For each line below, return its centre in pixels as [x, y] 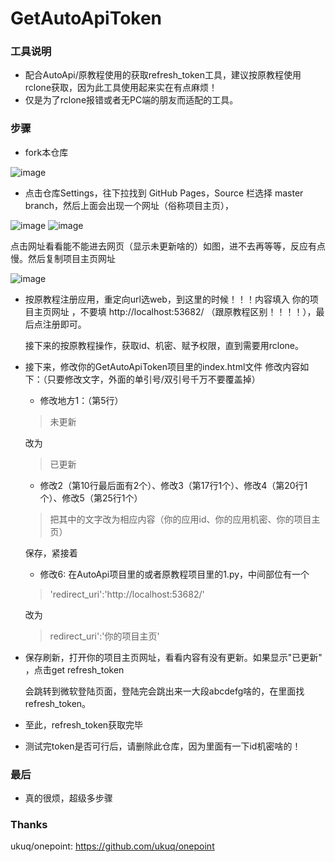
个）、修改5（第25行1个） [91, 498]
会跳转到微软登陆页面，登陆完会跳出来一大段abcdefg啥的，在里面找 [164, 691]
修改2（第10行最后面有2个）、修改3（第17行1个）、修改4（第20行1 [173, 485]
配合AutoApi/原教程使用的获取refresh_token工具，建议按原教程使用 [163, 75]
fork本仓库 [46, 152]
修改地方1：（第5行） [81, 400]
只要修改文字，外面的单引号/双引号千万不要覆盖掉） [153, 379]
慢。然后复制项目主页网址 [63, 258]
